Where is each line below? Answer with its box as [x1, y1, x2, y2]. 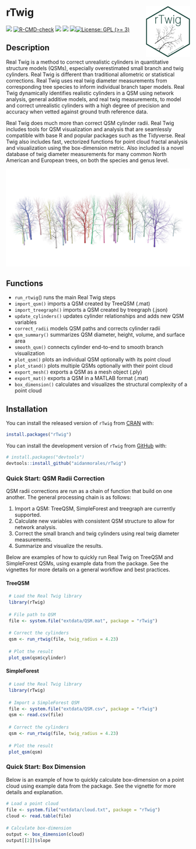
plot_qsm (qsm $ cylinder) [8, 655, 66, 661]
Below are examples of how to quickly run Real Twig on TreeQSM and [6, 554, 174, 561]
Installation [6, 404, 48, 414]
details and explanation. [6, 788, 64, 795]
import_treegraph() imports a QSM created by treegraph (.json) [14, 306, 168, 313]
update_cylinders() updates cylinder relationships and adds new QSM [14, 313, 184, 320]
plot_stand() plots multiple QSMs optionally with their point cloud [14, 363, 173, 370]
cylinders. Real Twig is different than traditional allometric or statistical [6, 71, 175, 78]
